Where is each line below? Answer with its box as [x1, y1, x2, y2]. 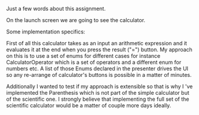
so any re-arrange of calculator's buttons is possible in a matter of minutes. [6, 72, 192, 78]
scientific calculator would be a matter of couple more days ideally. [6, 102, 172, 109]
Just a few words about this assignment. [6, 5, 106, 12]
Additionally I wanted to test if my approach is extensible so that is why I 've [6, 83, 193, 90]
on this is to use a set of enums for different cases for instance [6, 52, 161, 59]
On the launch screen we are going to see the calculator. [6, 17, 145, 23]
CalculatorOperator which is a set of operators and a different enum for [6, 59, 182, 66]
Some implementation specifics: [6, 28, 85, 35]
